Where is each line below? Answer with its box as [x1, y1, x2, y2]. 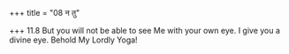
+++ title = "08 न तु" [9, 8, 80, 18]
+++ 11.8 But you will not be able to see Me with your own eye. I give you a [9, 26, 281, 35]
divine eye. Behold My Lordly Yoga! [9, 35, 139, 45]
